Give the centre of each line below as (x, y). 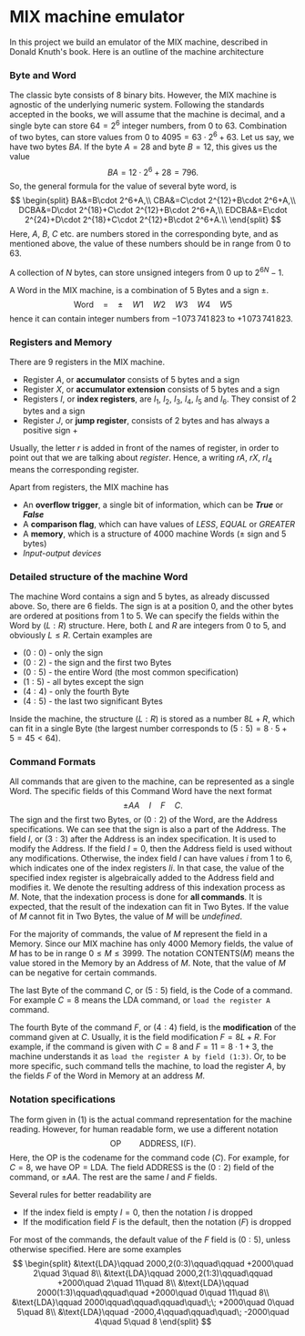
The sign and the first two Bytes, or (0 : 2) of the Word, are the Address (143, 820)
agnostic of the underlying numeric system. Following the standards (137, 105)
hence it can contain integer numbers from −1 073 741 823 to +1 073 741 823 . (151, 318)
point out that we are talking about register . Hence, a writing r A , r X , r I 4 (141, 459)
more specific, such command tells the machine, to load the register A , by (148, 1066)
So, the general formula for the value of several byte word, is (123, 186)
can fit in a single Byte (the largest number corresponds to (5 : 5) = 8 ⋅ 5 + (148, 729)
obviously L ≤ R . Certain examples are (81, 636)
